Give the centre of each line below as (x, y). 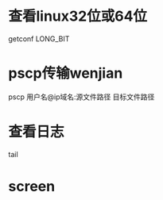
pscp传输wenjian (66, 73)
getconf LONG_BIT (39, 38)
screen (32, 187)
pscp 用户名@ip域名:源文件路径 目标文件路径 (81, 97)
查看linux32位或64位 (78, 16)
